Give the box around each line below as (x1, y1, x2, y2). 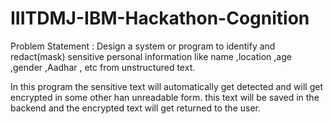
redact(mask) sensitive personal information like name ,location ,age (10, 50, 292, 62)
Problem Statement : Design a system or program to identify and (10, 40, 276, 52)
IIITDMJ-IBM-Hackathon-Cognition (10, 7, 310, 30)
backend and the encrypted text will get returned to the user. (10, 102, 261, 114)
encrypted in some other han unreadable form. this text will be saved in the (10, 91, 320, 103)
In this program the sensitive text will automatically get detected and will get (10, 80, 323, 92)
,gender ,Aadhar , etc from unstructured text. (10, 61, 196, 73)
